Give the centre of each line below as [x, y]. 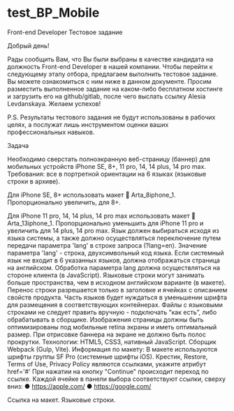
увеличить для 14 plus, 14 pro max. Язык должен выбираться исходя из [113, 230]
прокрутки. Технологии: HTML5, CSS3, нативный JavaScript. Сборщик [112, 342]
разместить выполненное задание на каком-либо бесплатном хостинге [115, 89]
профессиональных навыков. [51, 132]
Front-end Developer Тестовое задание [65, 32]
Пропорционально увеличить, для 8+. [64, 202]
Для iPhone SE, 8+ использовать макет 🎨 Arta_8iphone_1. [92, 195]
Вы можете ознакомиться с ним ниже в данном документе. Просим [109, 81]
